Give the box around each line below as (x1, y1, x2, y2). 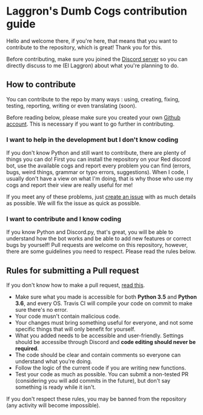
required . (15, 345, 39, 353)
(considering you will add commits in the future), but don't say (15, 377, 171, 385)
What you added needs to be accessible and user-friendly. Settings (15, 332, 184, 339)
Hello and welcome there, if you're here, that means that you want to (6, 37, 178, 44)
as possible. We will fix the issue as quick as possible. (6, 200, 141, 207)
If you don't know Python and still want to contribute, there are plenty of (6, 149, 186, 157)
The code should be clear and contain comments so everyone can (15, 351, 181, 359)
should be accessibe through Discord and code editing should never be (15, 339, 196, 346)
